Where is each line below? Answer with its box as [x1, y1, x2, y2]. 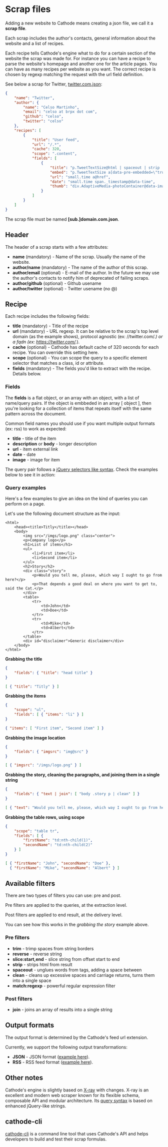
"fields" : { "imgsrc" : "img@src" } [14, 749, 88, 754]
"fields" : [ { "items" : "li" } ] [14, 712, 84, 717]
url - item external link [12, 446, 58, 452]
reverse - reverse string [12, 951, 62, 957]
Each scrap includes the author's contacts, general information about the [5, 35, 156, 41]
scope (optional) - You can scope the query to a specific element [12, 355, 147, 361]
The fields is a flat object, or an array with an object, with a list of [5, 394, 139, 401]
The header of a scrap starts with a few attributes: [5, 244, 108, 250]
